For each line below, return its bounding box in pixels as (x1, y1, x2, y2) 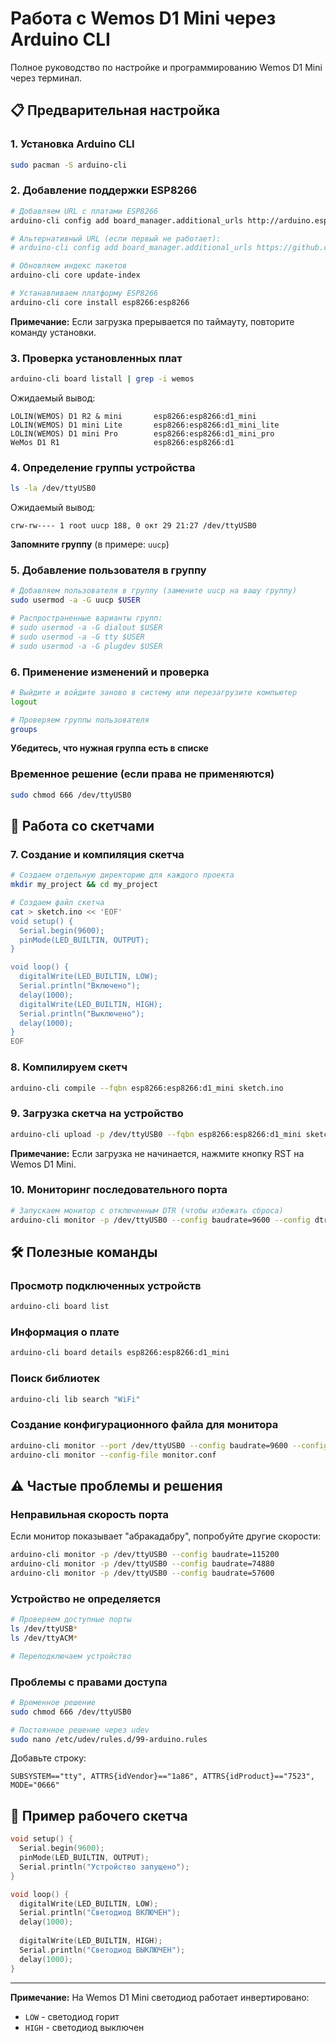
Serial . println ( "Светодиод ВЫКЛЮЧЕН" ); (19, 1945, 186, 1955)
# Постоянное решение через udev (10, 1725, 150, 1735)
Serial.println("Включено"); (19, 981, 141, 991)
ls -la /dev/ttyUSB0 (10, 483, 97, 494)
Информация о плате (10, 1325, 120, 1339)
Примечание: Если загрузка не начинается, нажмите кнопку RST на (10, 1147, 305, 1159)
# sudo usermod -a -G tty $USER (10, 632, 145, 642)
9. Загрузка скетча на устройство (10, 1107, 184, 1121)
